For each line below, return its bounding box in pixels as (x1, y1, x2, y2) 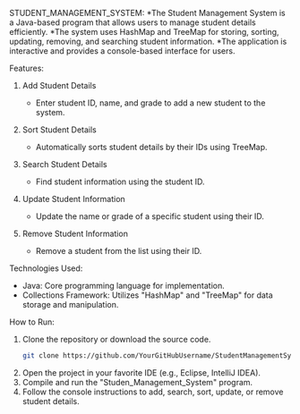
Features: (9, 63, 45, 73)
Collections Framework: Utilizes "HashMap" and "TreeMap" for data (21, 290, 273, 300)
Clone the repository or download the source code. (21, 334, 211, 344)
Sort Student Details (21, 124, 97, 135)
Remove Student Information (21, 228, 128, 239)
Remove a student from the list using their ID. (35, 246, 202, 256)
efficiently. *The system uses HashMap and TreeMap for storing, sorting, (9, 27, 279, 37)
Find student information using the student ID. (35, 176, 205, 187)
